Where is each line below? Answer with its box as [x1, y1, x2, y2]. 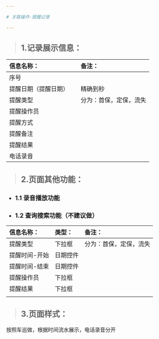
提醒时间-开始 [9, 251, 49, 259]
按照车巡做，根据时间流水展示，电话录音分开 [6, 326, 116, 333]
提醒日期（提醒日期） [9, 85, 70, 93]
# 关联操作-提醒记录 [6, 14, 50, 20]
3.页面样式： [20, 309, 68, 319]
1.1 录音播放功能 [14, 194, 60, 202]
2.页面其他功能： [20, 174, 84, 184]
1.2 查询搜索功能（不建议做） [14, 211, 98, 219]
